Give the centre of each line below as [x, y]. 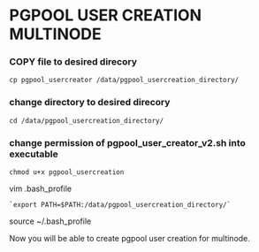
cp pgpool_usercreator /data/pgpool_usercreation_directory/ [124, 80]
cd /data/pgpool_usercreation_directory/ [87, 120]
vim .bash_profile [41, 189]
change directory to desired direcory [90, 103]
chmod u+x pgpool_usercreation [67, 172]
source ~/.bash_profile [50, 221]
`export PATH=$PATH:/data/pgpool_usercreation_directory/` [120, 205]
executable [34, 154]
